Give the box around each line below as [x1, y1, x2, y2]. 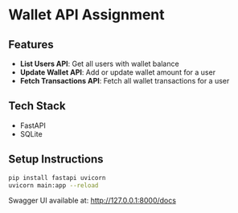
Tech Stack [8, 99, 66, 113]
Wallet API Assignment [8, 6, 165, 24]
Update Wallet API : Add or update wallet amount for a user [19, 68, 215, 77]
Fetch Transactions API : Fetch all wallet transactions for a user [19, 76, 230, 85]
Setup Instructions [8, 153, 104, 166]
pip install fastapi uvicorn [8, 174, 106, 182]
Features [8, 38, 54, 51]
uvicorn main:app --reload [8, 181, 99, 190]
